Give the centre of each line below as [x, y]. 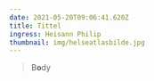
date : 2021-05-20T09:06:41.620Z [69, 17]
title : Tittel [36, 26]
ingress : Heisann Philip [55, 34]
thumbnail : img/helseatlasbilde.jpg [77, 42]
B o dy [41, 68]
